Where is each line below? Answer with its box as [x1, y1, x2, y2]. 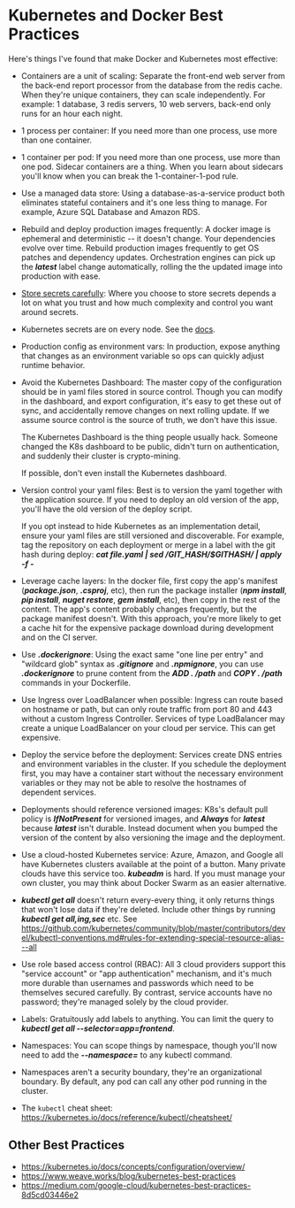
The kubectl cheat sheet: [20, 1103, 113, 1113]
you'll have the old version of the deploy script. [20, 504, 193, 514]
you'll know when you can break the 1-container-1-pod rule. [20, 170, 239, 181]
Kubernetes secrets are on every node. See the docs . [20, 324, 216, 335]
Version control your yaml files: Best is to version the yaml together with [20, 484, 284, 496]
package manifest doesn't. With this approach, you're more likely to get [20, 612, 282, 624]
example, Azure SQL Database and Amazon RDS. [20, 206, 200, 217]
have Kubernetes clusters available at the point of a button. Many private [20, 858, 286, 869]
